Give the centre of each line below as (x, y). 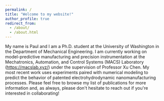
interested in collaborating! (32, 93)
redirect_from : (21, 23)
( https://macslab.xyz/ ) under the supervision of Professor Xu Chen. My (77, 67)
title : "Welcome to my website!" (39, 14)
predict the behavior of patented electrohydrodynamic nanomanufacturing (81, 77)
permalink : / (18, 10)
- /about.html (24, 32)
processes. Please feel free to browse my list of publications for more (76, 83)
